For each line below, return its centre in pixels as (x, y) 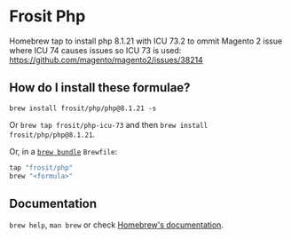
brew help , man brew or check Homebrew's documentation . (117, 225)
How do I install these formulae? (100, 88)
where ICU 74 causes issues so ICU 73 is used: (95, 50)
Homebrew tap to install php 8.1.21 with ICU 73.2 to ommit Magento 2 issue (146, 41)
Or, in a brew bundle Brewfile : (63, 151)
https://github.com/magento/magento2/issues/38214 (106, 60)
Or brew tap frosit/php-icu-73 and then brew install (109, 124)
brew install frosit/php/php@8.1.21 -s (83, 108)
